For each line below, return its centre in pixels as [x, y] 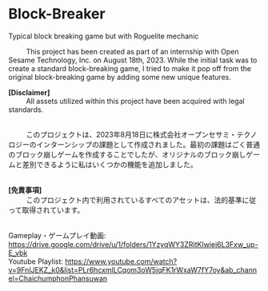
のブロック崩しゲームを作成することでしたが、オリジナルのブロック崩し [127, 154]
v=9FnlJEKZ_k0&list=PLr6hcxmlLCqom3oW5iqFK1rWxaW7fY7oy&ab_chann [133, 269]
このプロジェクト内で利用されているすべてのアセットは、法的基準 [134, 200]
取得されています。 [53, 209]
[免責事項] [25, 189]
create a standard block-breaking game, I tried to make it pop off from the [130, 68]
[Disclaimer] [29, 92]
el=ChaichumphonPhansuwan [58, 278]
